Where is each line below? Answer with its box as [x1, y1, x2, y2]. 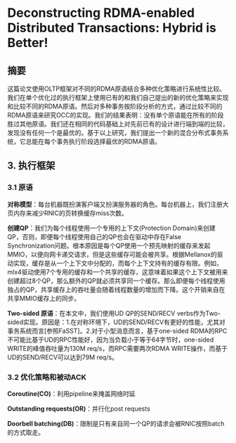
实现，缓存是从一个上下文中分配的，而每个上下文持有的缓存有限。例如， [13, 259, 223, 267]
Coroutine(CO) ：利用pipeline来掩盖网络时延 [7, 389, 136, 398]
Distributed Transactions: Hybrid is [7, 20, 216, 36]
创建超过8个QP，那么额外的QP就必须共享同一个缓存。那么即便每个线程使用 [7, 276, 225, 285]
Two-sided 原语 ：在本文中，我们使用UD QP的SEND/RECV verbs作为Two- [7, 309, 221, 317]
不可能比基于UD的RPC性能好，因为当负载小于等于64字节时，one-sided [7, 335, 214, 344]
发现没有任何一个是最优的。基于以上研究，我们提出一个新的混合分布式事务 [7, 129, 223, 136]
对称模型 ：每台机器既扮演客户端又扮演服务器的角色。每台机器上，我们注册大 [7, 200, 229, 208]
